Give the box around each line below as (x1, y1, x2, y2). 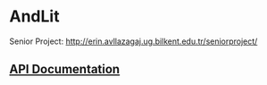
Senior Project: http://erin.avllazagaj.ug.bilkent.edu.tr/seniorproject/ (9, 36, 258, 47)
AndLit (9, 6, 60, 27)
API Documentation (9, 62, 121, 77)
